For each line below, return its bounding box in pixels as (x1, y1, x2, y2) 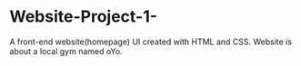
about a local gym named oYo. (9, 45, 123, 56)
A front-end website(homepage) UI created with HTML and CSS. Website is (9, 36, 293, 47)
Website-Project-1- (9, 6, 157, 27)
